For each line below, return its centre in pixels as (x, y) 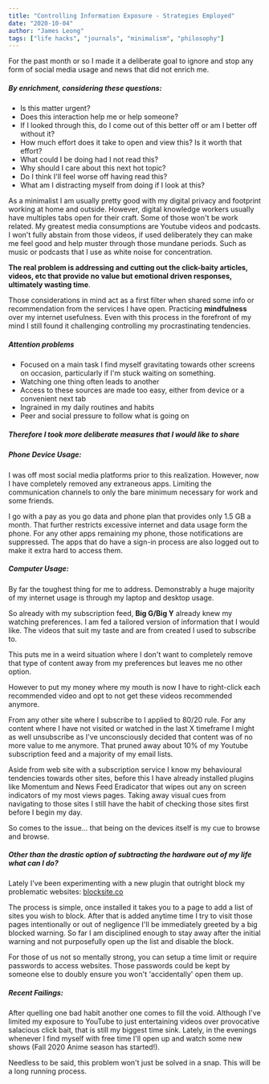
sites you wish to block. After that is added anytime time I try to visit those (130, 916)
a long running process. (47, 1071)
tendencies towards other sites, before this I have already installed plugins (131, 778)
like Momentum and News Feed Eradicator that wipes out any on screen (127, 786)
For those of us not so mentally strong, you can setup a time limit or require (132, 957)
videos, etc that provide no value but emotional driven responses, (120, 276)
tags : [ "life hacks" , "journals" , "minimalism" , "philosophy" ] (116, 38)
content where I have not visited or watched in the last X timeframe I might (132, 728)
